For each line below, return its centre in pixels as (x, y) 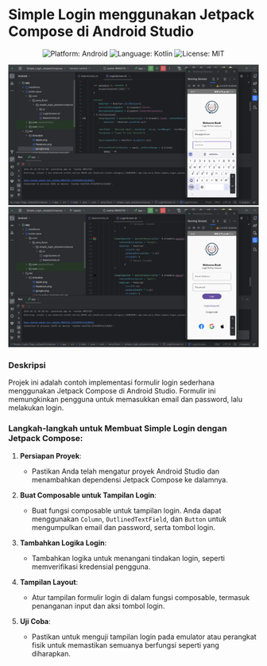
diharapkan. (51, 653)
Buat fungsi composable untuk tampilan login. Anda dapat (126, 510)
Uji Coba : (35, 621)
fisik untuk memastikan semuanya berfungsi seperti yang (126, 645)
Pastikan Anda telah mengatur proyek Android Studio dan (126, 471)
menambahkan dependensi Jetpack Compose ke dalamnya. (130, 479)
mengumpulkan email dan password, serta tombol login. (124, 527)
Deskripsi (27, 365)
